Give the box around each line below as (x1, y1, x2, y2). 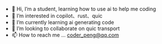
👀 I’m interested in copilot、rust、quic (11, 12, 103, 19)
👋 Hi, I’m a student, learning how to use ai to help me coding (11, 6, 156, 12)
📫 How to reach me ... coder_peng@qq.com (11, 32, 119, 38)
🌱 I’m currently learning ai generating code (11, 19, 115, 25)
